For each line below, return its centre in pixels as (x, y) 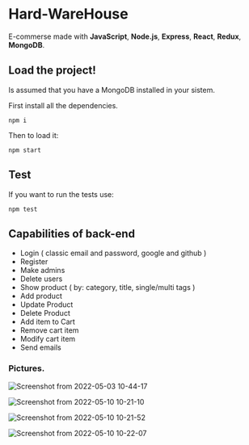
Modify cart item (48, 339)
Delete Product (45, 313)
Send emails (41, 347)
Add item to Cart (47, 322)
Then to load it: (34, 135)
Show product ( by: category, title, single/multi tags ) (108, 288)
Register (34, 262)
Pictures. (27, 368)
